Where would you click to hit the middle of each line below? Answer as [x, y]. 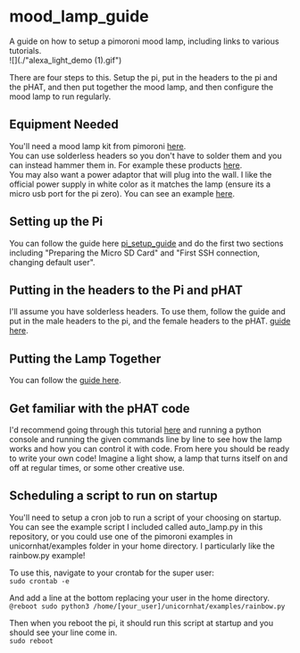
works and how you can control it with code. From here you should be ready [150, 449]
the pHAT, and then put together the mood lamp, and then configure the [142, 87]
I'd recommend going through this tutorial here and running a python [135, 430]
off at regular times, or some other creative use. [97, 468]
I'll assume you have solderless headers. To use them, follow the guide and [147, 312]
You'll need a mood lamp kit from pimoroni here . [98, 146]
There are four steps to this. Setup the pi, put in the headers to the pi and [143, 77]
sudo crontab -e [39, 581]
